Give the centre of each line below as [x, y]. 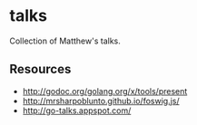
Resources [40, 69]
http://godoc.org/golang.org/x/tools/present [105, 91]
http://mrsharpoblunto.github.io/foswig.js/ [101, 101]
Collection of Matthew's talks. [65, 41]
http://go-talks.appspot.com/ [77, 111]
